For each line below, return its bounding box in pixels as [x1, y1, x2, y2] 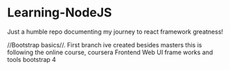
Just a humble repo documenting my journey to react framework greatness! [7, 27, 224, 36]
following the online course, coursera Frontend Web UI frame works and [7, 48, 213, 56]
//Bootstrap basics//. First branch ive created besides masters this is [7, 40, 202, 49]
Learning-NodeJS [7, 5, 112, 21]
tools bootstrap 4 [7, 55, 57, 63]
